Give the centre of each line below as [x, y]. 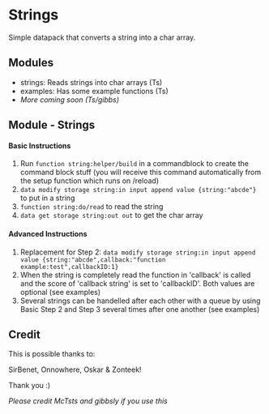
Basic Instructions [40, 145]
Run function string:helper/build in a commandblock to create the [134, 164]
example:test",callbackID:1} [69, 267]
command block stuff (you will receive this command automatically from [141, 173]
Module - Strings [52, 125]
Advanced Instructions [48, 233]
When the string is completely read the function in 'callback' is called [135, 275]
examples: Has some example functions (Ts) [94, 91]
